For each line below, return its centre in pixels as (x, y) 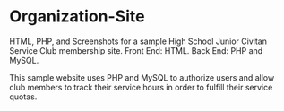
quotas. (23, 97)
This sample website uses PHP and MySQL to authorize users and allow (142, 77)
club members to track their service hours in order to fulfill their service (141, 87)
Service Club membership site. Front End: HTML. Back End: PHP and (136, 50)
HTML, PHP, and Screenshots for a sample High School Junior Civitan (138, 41)
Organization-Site (77, 17)
